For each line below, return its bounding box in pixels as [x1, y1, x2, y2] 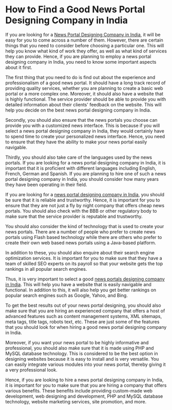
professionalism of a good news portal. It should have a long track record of [5, 80, 166, 86]
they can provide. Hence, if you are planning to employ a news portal [5, 53, 151, 60]
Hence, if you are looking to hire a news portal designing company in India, [5, 377, 164, 383]
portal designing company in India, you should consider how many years [5, 176, 159, 182]
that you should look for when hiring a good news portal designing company [5, 324, 167, 330]
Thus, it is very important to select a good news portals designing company [5, 276, 165, 282]
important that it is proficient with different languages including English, [5, 165, 157, 171]
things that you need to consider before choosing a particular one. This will [5, 42, 164, 48]
